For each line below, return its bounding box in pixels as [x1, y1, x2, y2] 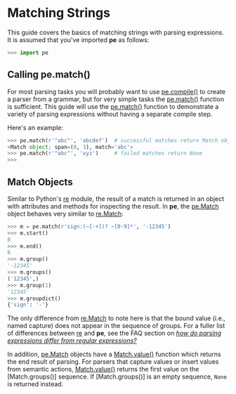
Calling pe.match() [7, 69, 91, 81]
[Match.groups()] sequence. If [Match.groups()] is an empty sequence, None [7, 372, 227, 381]
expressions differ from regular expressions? [7, 336, 137, 345]
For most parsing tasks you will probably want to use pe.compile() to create [7, 87, 226, 96]
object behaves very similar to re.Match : [7, 209, 124, 218]
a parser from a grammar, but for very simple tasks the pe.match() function [7, 95, 225, 103]
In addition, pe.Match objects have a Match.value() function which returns [7, 350, 221, 359]
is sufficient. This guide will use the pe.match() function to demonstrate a [7, 102, 219, 110]
